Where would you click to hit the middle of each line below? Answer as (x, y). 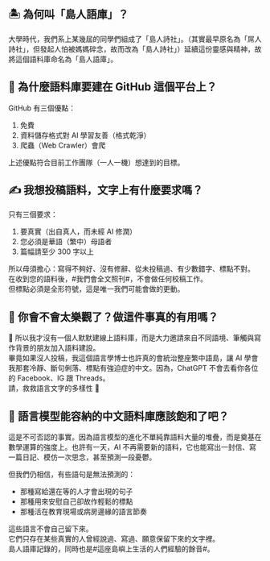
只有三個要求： (33, 214)
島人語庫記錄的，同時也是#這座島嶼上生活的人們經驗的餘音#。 (111, 549)
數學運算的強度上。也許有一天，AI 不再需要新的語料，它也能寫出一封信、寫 (133, 447)
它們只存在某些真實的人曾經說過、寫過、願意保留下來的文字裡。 (114, 539)
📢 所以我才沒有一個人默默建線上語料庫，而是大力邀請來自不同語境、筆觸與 (131, 338)
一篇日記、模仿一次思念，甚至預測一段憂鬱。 (82, 457)
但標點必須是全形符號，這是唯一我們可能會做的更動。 (96, 289)
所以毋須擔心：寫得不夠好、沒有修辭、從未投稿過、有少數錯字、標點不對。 (131, 269)
